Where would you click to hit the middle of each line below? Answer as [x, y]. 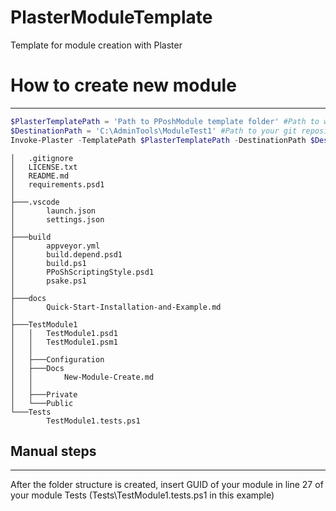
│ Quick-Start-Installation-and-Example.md [116, 307]
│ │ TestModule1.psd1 [64, 333]
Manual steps [53, 451]
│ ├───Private [44, 394]
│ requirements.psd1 [57, 184]
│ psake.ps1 [48, 281]
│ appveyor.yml [55, 246]
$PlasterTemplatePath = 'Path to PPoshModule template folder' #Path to [165, 121]
